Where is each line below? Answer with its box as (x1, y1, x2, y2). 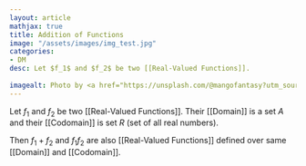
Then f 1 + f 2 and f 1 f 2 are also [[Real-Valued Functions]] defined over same (9, 135, 287, 148)
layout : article (9, 13, 71, 23)
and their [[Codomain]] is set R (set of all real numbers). (9, 117, 219, 128)
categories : (9, 47, 55, 56)
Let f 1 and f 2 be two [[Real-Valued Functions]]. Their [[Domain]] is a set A (9, 105, 284, 119)
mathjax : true (9, 22, 64, 31)
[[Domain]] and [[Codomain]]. (9, 147, 121, 158)
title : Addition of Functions (9, 30, 125, 39)
